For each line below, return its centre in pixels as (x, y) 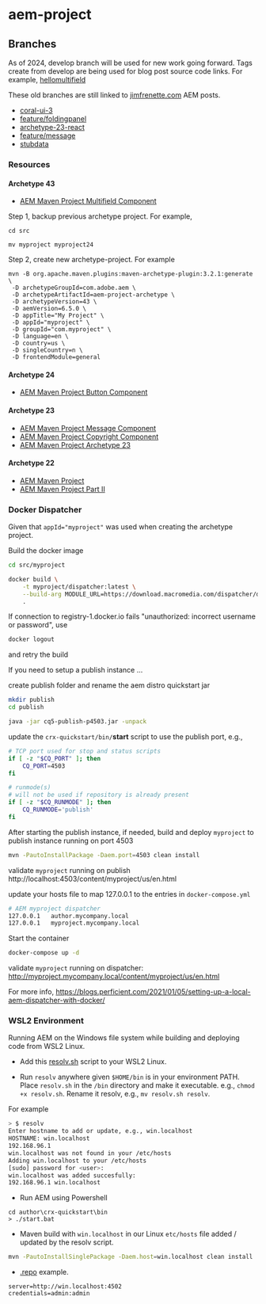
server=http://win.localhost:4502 (65, 1287)
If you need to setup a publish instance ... (76, 670)
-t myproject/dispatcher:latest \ (79, 587)
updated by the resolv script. (66, 1242)
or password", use (38, 625)
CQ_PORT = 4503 (44, 766)
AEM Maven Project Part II (62, 489)
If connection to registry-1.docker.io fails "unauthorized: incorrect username (132, 616)
